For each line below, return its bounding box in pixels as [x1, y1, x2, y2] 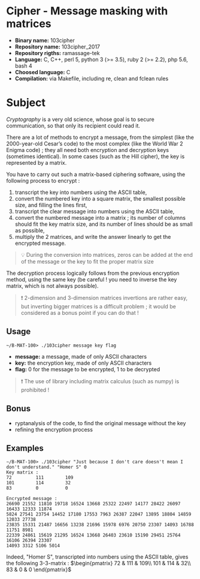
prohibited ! [20, 386, 50, 393]
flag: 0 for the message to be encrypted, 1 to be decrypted [14, 365, 160, 372]
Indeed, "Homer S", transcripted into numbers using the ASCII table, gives [6, 553, 189, 560]
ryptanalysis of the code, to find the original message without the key [14, 419, 186, 426]
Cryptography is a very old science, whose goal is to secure [6, 116, 154, 123]
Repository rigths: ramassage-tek [14, 49, 100, 56]
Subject [6, 96, 46, 110]
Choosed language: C [14, 68, 71, 75]
